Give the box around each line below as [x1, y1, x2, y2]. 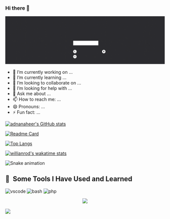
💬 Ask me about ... [12, 91, 51, 97]
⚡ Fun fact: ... [12, 109, 40, 115]
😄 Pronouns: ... [12, 103, 46, 109]
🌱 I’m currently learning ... [12, 74, 67, 80]
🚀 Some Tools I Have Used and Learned [5, 174, 133, 184]
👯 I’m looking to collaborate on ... [12, 79, 81, 85]
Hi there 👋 [5, 5, 30, 12]
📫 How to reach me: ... [12, 96, 61, 102]
